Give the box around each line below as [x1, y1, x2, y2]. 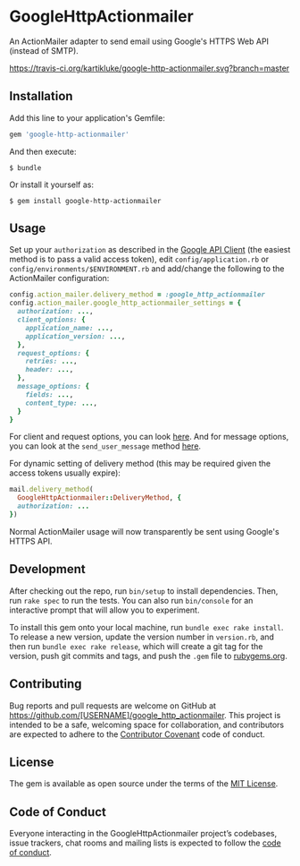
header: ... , [25, 365, 74, 374]
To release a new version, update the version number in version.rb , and [9, 631, 275, 642]
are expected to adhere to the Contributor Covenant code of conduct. [9, 728, 265, 740]
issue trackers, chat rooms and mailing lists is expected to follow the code [9, 837, 281, 848]
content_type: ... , [25, 399, 98, 407]
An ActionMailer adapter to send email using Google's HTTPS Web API [9, 36, 270, 47]
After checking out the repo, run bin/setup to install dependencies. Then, [9, 585, 279, 596]
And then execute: [9, 146, 77, 157]
